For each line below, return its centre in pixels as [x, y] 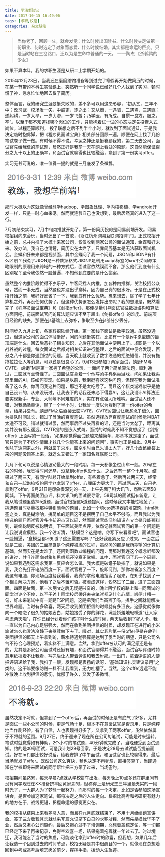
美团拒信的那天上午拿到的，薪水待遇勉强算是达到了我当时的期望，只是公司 [80, 637]
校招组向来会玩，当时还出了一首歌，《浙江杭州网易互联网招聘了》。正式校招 [80, 236]
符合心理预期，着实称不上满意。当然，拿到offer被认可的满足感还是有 [83, 643]
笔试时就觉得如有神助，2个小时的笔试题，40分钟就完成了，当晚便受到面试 [80, 743]
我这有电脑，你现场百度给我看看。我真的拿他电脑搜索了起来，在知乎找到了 [80, 576]
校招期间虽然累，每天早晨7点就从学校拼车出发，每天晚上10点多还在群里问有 [82, 778]
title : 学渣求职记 [22, 10]
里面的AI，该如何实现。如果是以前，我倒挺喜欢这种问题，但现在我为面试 [82, 380]
